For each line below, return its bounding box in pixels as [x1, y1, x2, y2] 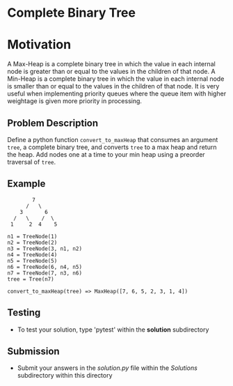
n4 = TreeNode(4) [7, 251, 58, 258]
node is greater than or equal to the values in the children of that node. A [7, 68, 216, 76]
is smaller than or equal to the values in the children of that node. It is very [7, 82, 220, 91]
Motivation [7, 37, 72, 53]
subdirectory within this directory [17, 371, 113, 380]
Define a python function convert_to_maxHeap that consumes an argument [7, 135, 218, 144]
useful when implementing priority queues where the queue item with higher [7, 89, 227, 98]
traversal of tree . [7, 157, 56, 166]
